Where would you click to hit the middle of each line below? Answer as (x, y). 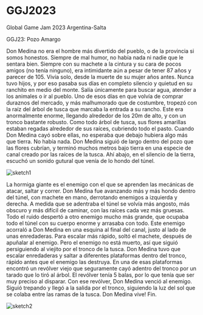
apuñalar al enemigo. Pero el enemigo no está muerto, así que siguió (92, 242)
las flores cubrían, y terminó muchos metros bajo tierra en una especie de (99, 148)
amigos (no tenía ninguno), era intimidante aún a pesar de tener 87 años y (99, 70)
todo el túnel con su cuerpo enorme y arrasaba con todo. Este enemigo (96, 223)
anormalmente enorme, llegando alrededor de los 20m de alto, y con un (96, 116)
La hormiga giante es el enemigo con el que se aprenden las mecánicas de (100, 184)
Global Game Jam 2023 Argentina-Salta (56, 27)
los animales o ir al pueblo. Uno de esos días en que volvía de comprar (95, 96)
